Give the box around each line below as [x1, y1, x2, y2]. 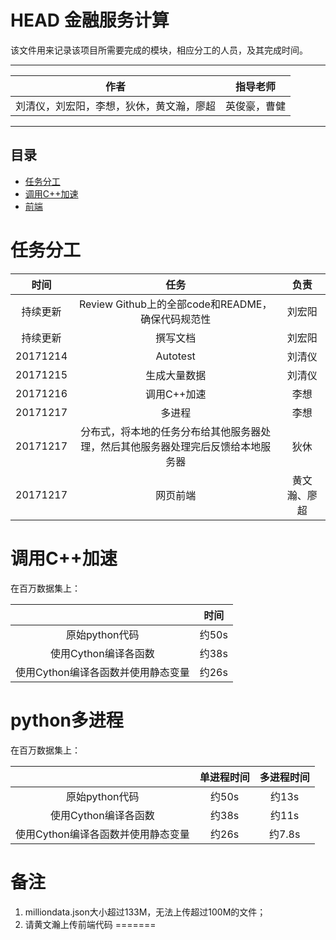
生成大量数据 [145, 368, 207, 382]
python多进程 [10, 709, 124, 731]
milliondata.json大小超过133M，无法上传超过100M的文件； [24, 906, 267, 918]
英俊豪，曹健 [225, 99, 287, 113]
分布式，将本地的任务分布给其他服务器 [80, 424, 262, 438]
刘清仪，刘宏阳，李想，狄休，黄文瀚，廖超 [15, 99, 217, 113]
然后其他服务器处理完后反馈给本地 [100, 439, 262, 453]
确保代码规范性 [140, 312, 212, 326]
